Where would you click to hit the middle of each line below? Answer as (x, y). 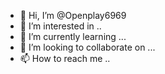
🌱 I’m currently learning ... (73, 36)
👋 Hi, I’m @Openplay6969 (73, 15)
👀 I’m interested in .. (60, 26)
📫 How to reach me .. (65, 58)
